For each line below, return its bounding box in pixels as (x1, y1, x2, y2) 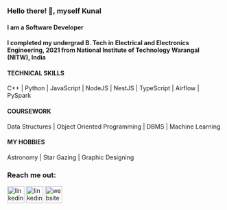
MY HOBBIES (7, 138, 45, 146)
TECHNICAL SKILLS (7, 68, 65, 77)
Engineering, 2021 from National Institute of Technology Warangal (7, 46, 200, 54)
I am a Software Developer (7, 23, 84, 31)
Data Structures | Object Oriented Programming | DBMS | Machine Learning (7, 122, 221, 131)
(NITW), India (7, 53, 46, 62)
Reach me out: (7, 170, 56, 180)
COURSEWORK (7, 107, 51, 115)
